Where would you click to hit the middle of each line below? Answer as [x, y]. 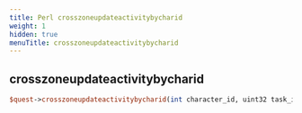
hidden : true [34, 34]
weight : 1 [28, 26]
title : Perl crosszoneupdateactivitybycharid [96, 17]
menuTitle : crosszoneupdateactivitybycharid [94, 43]
